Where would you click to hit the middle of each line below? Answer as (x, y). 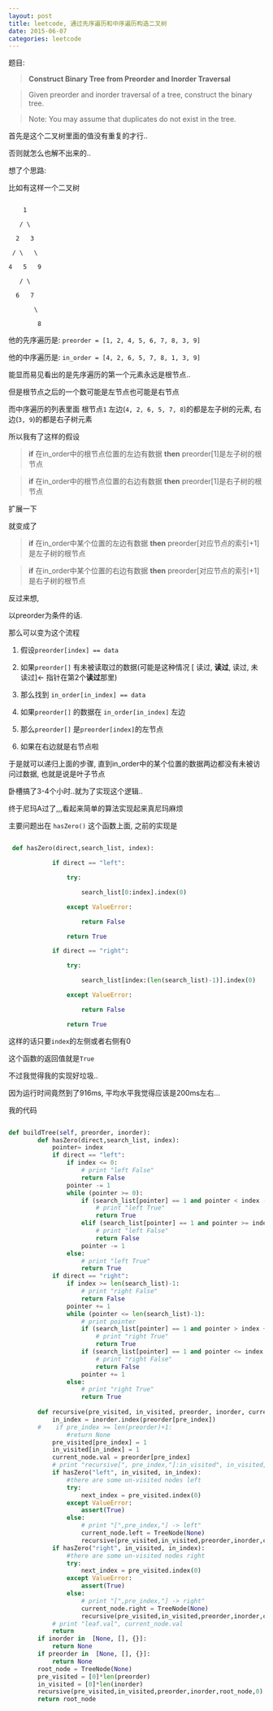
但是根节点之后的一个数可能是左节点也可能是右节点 (94, 392)
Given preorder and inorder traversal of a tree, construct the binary (140, 95)
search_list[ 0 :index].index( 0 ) (134, 892)
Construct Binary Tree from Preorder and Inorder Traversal (130, 79)
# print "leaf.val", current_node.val (117, 1624)
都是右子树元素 (67, 419)
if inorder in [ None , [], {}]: (93, 1639)
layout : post (30, 16)
